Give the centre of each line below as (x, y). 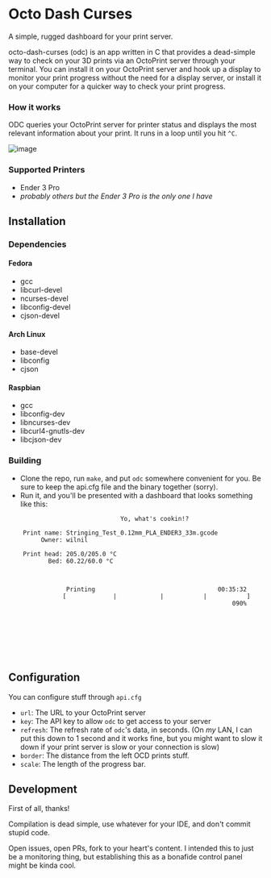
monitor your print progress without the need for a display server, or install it (135, 77)
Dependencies (38, 244)
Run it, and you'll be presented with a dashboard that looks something (136, 495)
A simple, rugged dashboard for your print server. (91, 36)
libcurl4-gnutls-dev (52, 431)
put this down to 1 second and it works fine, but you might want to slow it (141, 738)
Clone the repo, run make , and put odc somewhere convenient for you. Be (140, 478)
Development (43, 789)
